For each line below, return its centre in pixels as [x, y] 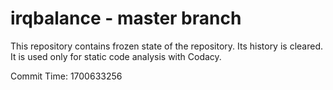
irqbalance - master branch [126, 18]
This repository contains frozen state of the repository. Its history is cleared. [166, 46]
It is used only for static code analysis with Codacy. [116, 56]
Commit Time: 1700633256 [66, 76]
